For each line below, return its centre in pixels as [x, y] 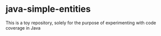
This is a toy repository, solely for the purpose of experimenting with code [81, 23]
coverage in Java [23, 28]
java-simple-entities [48, 9]
